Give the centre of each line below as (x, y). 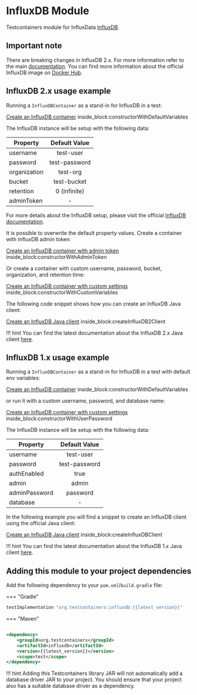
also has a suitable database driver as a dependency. (71, 686)
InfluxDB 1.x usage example (58, 357)
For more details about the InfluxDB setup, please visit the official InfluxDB (96, 215)
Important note (34, 46)
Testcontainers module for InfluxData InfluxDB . (63, 27)
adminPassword (31, 493)
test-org (70, 172)
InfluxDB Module (48, 11)
